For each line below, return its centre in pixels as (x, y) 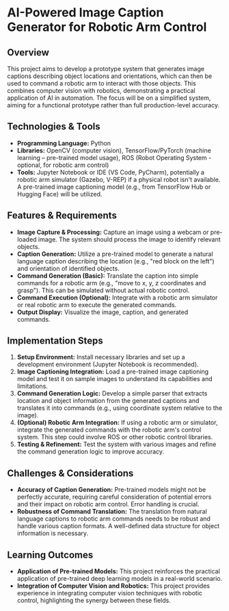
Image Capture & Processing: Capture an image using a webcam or (113, 232)
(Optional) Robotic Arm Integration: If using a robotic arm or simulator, (117, 423)
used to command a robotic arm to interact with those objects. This (102, 83)
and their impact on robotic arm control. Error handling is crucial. (108, 504)
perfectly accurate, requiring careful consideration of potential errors (114, 497)
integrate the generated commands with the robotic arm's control (109, 430)
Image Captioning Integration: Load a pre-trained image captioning (113, 372)
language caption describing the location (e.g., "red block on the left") (116, 261)
